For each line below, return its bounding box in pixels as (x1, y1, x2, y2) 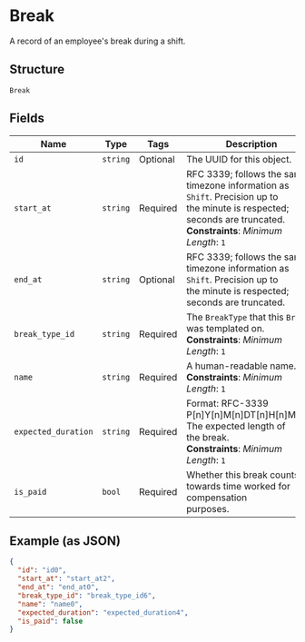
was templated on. (185, 321, 265, 334)
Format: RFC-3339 (185, 397, 270, 410)
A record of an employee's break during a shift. (9, 35, 186, 46)
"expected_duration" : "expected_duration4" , (17, 607, 189, 617)
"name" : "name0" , (17, 599, 84, 608)
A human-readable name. (185, 360, 297, 372)
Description (225, 137, 278, 150)
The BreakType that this (185, 311, 284, 323)
